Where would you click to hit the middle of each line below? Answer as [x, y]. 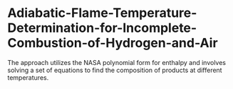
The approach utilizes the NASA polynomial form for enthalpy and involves [117, 62]
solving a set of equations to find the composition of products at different [115, 70]
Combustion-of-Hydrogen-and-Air [113, 43]
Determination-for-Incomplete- [102, 28]
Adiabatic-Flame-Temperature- [102, 13]
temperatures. [28, 77]
